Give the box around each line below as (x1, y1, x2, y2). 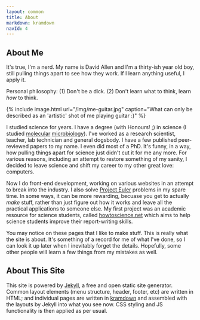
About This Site (6, 266, 65, 276)
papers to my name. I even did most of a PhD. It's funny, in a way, (29, 143, 191, 150)
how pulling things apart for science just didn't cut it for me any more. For (6, 149, 187, 156)
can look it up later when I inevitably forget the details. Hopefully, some (6, 242, 181, 249)
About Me (6, 47, 44, 57)
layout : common (6, 8, 44, 15)
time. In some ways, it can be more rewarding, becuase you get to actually (6, 193, 189, 200)
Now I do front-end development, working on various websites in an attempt (6, 180, 194, 187)
